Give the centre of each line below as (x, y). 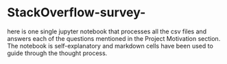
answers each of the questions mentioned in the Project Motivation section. (114, 38)
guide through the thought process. (57, 53)
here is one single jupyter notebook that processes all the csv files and (107, 31)
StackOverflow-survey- (76, 13)
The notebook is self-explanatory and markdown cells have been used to (110, 46)
